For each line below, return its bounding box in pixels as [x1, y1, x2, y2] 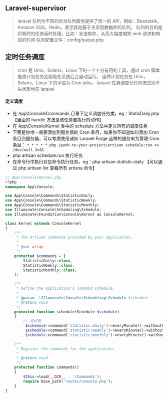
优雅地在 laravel [21, 86, 55, 92]
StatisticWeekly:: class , [23, 263, 75, 268]
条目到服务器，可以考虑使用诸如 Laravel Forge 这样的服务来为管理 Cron [12, 135, 160, 141]
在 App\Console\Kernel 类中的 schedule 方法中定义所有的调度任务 [12, 123, 148, 129]
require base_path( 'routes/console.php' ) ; [23, 378, 113, 384]
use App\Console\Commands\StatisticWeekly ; [5, 198, 97, 203]
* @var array [16, 244, 43, 250]
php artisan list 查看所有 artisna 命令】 [18, 165, 97, 171]
